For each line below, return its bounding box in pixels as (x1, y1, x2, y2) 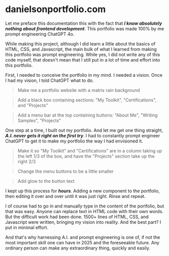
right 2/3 (17, 158, 36, 165)
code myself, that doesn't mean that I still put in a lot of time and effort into (5, 57, 160, 63)
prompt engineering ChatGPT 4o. (5, 31, 75, 37)
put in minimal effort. (5, 224, 48, 230)
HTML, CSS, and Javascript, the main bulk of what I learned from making (5, 46, 157, 52)
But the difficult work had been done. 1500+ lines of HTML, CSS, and (5, 214, 149, 220)
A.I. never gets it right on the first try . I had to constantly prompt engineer (5, 132, 160, 138)
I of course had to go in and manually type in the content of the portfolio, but (5, 203, 164, 209)
